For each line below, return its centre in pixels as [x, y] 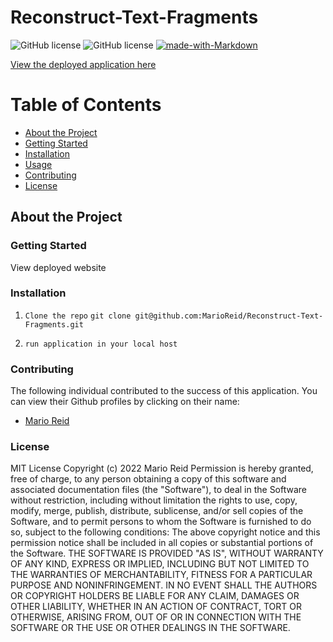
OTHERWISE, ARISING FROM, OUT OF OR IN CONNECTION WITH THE [156, 617]
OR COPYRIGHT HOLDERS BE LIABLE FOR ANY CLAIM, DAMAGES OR [155, 596]
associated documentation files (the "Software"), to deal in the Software [159, 490]
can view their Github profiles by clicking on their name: [125, 402]
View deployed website [58, 267]
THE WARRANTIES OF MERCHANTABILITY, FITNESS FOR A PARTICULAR [161, 575]
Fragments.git [54, 324]
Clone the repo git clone [78, 316]
